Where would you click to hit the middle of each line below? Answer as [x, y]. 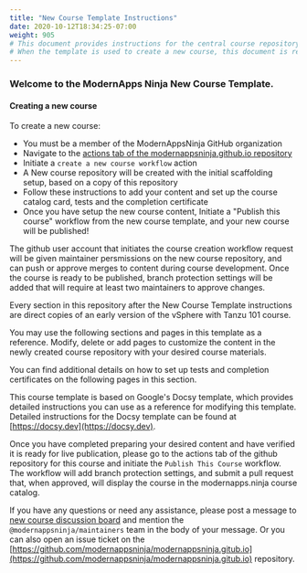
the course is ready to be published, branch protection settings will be [141, 278]
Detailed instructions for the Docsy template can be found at [123, 417]
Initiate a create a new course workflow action [110, 163]
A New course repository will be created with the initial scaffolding [148, 173]
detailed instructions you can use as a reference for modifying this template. [153, 407]
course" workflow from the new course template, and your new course [156, 221]
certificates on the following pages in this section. [103, 379]
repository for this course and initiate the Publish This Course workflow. [145, 463]
